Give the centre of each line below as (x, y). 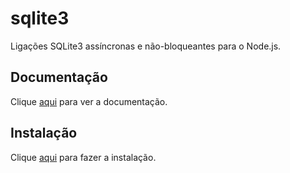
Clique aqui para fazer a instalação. (83, 157)
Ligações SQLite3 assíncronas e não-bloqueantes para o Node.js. (146, 46)
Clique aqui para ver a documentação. (89, 101)
